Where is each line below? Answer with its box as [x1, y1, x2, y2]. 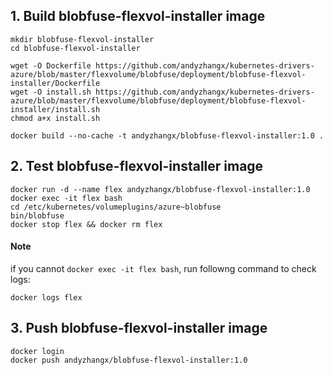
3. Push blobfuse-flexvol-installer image [10, 320, 268, 337]
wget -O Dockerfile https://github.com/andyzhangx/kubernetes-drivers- [10, 60, 315, 71]
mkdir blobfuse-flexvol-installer [10, 34, 155, 44]
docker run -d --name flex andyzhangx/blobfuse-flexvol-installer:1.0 [10, 184, 311, 194]
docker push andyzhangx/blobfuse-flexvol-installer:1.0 [10, 355, 248, 365]
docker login [10, 346, 65, 356]
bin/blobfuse [10, 210, 65, 221]
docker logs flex [10, 292, 83, 303]
